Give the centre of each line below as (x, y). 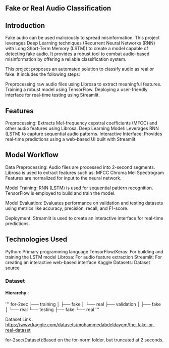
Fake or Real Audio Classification (58, 8)
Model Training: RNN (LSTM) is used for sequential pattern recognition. (79, 188)
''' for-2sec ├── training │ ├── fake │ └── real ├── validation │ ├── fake (83, 304)
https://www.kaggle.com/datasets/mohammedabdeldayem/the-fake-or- (80, 324)
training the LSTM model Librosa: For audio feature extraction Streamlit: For (84, 257)
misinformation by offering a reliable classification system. (66, 59)
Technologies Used (36, 240)
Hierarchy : (17, 293)
